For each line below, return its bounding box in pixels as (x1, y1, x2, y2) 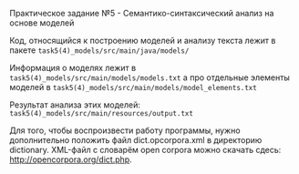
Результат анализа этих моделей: (9, 99, 141, 110)
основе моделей (9, 17, 75, 28)
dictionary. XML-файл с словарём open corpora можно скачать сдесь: (9, 145, 282, 155)
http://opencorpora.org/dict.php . (9, 154, 132, 165)
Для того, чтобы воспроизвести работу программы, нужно (9, 125, 241, 136)
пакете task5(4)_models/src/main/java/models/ (9, 45, 190, 56)
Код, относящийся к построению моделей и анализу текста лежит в (9, 36, 276, 46)
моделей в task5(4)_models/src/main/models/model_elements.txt (9, 82, 257, 92)
